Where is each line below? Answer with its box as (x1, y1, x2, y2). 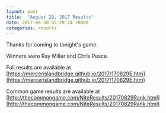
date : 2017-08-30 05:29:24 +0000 (6, 19, 89, 25)
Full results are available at (6, 64, 71, 71)
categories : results (6, 25, 58, 31)
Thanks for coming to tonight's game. (6, 41, 98, 48)
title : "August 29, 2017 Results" (6, 14, 94, 20)
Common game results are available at (6, 88, 100, 95)
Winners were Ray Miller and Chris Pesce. (6, 52, 108, 59)
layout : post (6, 8, 39, 15)
